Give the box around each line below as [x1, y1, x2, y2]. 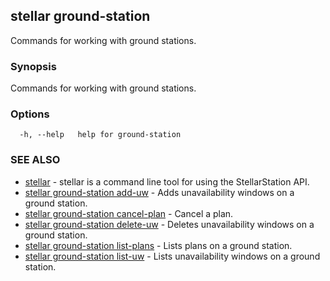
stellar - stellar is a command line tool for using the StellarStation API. [24, 175, 310, 188]
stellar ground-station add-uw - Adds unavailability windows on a [24, 186, 295, 198]
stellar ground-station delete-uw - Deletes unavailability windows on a [24, 218, 315, 230]
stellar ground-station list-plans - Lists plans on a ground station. [24, 239, 293, 251]
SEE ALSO [10, 153, 61, 167]
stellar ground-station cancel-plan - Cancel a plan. [24, 207, 234, 219]
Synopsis [10, 59, 57, 73]
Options [10, 107, 50, 121]
